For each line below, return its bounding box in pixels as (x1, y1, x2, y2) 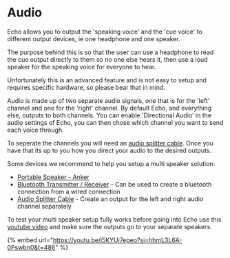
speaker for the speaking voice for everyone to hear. (7, 62, 156, 71)
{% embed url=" (7, 235, 54, 244)
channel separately (17, 202, 72, 210)
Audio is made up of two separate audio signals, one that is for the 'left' (7, 96, 210, 104)
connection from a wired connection (17, 187, 121, 196)
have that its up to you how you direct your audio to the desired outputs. (7, 146, 212, 154)
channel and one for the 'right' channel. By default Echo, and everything (7, 104, 212, 112)
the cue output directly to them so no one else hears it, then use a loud (7, 55, 208, 63)
